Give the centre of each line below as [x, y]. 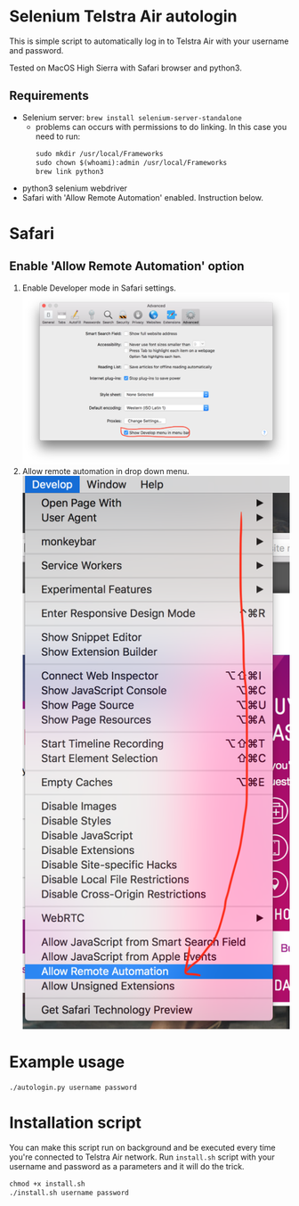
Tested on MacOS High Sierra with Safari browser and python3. [125, 68]
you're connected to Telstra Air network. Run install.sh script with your [142, 1157]
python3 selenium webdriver [74, 188]
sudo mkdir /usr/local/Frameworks [99, 153]
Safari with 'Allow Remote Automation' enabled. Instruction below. [143, 197]
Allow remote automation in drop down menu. [105, 471]
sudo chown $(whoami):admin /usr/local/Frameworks [131, 162]
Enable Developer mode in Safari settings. [99, 288]
